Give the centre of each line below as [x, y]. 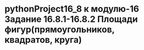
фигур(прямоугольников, [60, 30]
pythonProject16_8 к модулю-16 [72, 9]
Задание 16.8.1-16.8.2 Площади [71, 19]
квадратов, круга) [43, 40]
